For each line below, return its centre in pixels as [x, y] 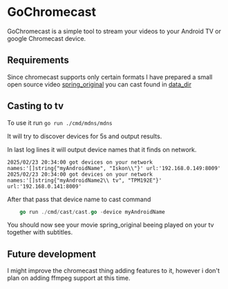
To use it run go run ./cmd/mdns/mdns [60, 122]
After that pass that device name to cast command [79, 199]
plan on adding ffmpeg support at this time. [69, 278]
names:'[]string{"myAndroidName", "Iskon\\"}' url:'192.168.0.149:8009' [114, 168]
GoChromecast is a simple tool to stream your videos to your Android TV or [114, 31]
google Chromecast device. [47, 38]
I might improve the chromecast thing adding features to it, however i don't [113, 271]
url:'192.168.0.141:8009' [44, 186]
